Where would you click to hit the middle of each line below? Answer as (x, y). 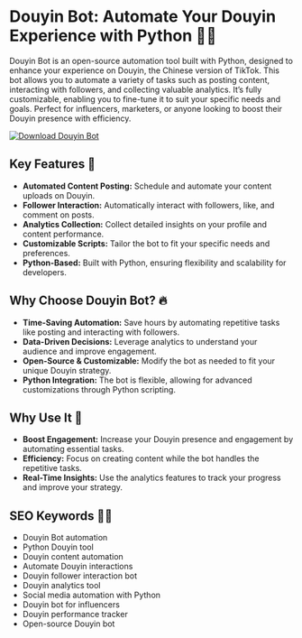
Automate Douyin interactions (78, 567)
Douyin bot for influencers (71, 605)
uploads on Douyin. (59, 195)
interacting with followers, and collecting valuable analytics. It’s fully (136, 89)
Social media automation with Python (91, 595)
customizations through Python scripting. (99, 389)
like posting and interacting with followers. (101, 332)
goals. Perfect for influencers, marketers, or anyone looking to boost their (146, 108)
